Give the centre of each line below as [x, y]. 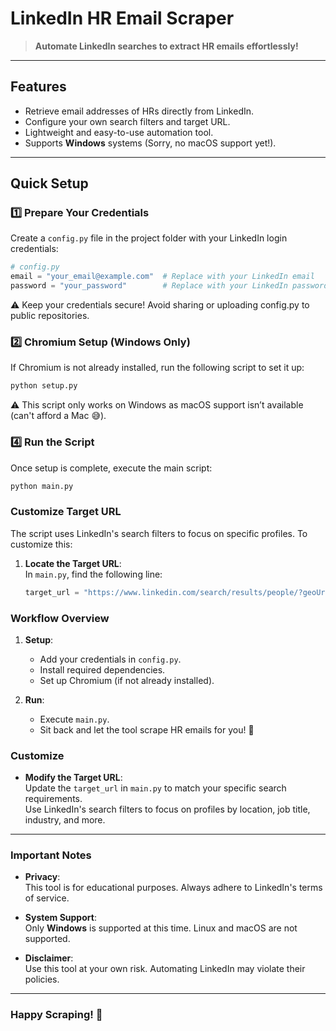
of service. [47, 898]
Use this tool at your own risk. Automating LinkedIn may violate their [165, 969]
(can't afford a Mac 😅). [58, 416]
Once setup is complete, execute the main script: [111, 468]
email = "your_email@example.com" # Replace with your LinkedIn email [162, 277]
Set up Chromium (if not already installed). [127, 680]
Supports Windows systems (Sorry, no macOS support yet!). [150, 143]
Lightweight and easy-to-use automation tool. [119, 132]
